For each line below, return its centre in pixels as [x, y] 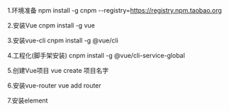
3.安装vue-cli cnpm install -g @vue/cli [63, 40]
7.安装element [28, 100]
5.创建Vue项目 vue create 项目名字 [58, 70]
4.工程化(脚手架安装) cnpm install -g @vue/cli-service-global [96, 55]
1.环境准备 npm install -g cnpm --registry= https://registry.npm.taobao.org [114, 10]
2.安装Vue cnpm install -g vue [51, 25]
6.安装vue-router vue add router [54, 86]
